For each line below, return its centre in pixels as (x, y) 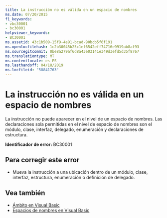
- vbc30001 (16, 24)
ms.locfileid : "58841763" (32, 70)
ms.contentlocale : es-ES (31, 61)
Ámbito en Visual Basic (36, 205)
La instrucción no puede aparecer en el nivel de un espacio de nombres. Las (84, 119)
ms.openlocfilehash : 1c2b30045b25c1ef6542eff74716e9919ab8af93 (72, 47)
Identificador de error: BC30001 (39, 144)
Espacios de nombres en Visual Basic (51, 210)
